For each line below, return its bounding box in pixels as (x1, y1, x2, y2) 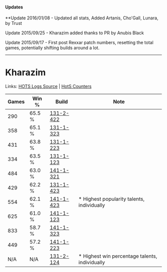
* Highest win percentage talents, (79, 253, 158, 260)
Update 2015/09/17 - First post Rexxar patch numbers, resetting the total (5, 40, 154, 46)
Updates (5, 4, 23, 10)
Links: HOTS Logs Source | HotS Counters (5, 84, 92, 90)
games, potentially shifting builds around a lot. (5, 45, 100, 51)
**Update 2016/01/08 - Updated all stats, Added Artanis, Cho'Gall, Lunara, (5, 15, 159, 21)
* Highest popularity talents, (79, 195, 145, 202)
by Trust (5, 20, 22, 26)
